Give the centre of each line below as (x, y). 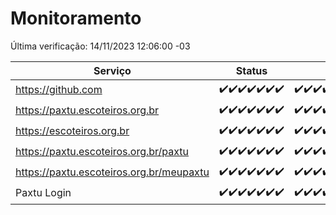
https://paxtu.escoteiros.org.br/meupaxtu (112, 172)
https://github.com (59, 90)
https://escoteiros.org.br (72, 131)
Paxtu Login (43, 193)
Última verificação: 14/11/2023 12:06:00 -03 (100, 46)
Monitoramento (76, 18)
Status (251, 70)
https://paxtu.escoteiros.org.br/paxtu (102, 152)
